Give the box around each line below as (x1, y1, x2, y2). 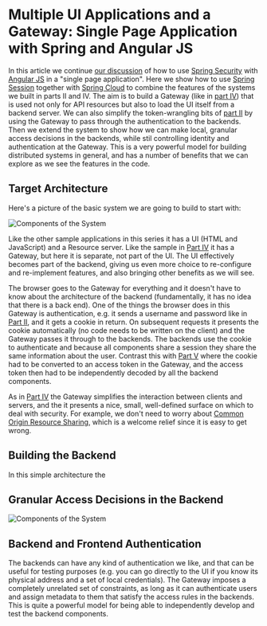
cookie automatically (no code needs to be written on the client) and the (8, 325, 245, 335)
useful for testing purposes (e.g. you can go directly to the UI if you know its (8, 567, 259, 577)
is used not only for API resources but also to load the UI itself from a (8, 100, 235, 109)
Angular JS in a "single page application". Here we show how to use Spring (8, 74, 255, 84)
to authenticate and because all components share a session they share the (8, 342, 257, 352)
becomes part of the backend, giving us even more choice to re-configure (8, 259, 253, 268)
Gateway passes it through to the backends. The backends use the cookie (8, 334, 253, 343)
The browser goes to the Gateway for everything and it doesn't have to (8, 283, 241, 292)
